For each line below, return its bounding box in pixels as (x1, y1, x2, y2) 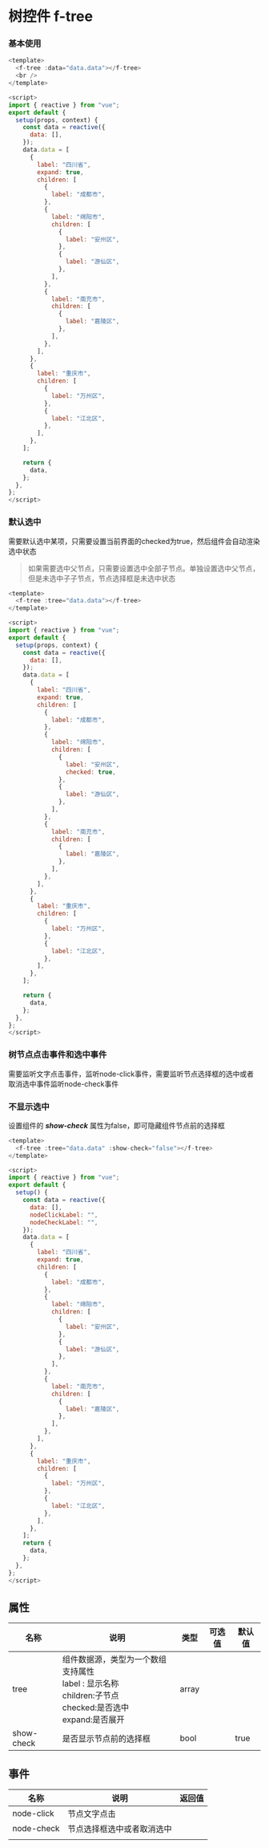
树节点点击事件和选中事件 (8, 1049, 107, 1060)
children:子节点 (62, 1690, 119, 1701)
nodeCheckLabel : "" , (29, 1218, 98, 1226)
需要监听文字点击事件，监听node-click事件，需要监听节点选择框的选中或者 (8, 1069, 255, 1078)
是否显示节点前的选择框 (62, 1733, 151, 1744)
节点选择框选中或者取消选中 (67, 1823, 172, 1834)
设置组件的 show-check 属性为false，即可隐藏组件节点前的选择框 (8, 1120, 226, 1130)
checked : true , (65, 768, 116, 776)
